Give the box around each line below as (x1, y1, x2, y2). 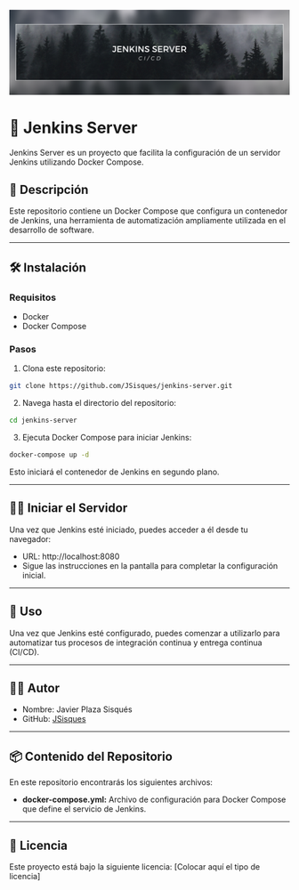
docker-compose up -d (9, 450, 90, 459)
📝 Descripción (9, 182, 89, 197)
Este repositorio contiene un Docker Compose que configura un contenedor (9, 206, 288, 216)
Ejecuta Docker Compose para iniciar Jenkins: (21, 433, 192, 443)
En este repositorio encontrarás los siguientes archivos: (9, 777, 214, 788)
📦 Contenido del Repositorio (9, 748, 174, 764)
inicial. (21, 570, 46, 580)
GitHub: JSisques (21, 714, 86, 724)
